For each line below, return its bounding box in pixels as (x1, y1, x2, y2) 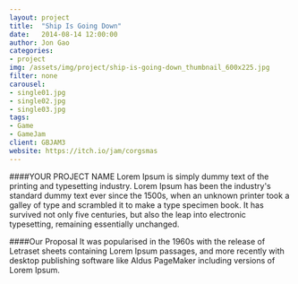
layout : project (9, 13, 70, 22)
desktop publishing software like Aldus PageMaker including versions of (9, 254, 276, 265)
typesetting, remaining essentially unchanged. (9, 219, 180, 229)
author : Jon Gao (9, 38, 70, 47)
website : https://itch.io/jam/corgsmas (9, 146, 158, 155)
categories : (9, 47, 54, 56)
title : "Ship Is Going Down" (9, 22, 123, 30)
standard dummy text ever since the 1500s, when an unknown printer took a (9, 190, 290, 201)
